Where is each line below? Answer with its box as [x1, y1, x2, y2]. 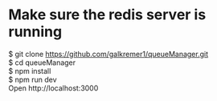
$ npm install [8, 66, 51, 75]
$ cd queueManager [8, 58, 76, 67]
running [8, 22, 63, 41]
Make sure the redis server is [8, 6, 207, 24]
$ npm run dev [8, 75, 58, 84]
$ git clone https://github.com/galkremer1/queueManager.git [8, 49, 209, 59]
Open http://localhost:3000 [8, 83, 99, 93]
